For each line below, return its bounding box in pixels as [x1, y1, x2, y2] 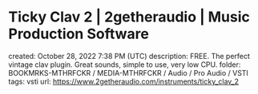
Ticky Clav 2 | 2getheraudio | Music [8, 8, 250, 26]
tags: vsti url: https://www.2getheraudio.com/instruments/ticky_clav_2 [8, 76, 239, 86]
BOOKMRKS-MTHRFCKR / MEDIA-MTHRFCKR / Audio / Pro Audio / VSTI [8, 68, 248, 77]
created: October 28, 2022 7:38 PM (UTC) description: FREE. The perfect [8, 51, 251, 61]
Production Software [8, 25, 150, 43]
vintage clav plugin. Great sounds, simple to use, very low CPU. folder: [8, 60, 241, 69]
